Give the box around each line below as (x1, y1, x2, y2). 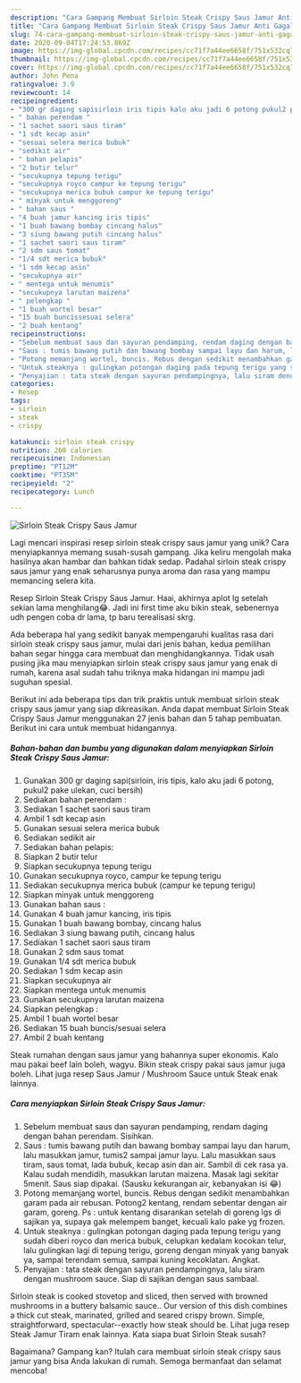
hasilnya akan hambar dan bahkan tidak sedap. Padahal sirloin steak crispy (10, 556, 287, 567)
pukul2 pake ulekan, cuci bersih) (22, 785, 144, 795)
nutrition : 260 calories (10, 445, 103, 455)
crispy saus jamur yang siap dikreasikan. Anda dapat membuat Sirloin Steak (10, 703, 289, 714)
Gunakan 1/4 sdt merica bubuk (22, 956, 137, 966)
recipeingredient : (10, 96, 79, 106)
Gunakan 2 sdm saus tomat (22, 946, 124, 957)
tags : (10, 396, 30, 406)
